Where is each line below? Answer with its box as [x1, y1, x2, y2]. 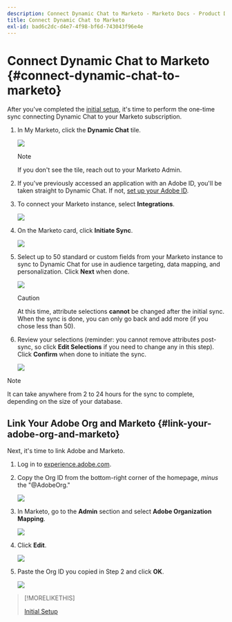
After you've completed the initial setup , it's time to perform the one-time [7, 105, 215, 114]
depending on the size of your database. [7, 398, 123, 406]
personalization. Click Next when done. [17, 267, 130, 276]
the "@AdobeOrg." [17, 481, 70, 489]
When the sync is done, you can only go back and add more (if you [17, 314, 209, 323]
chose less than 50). [17, 322, 76, 330]
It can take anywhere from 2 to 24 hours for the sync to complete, [7, 390, 195, 398]
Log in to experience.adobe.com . [17, 460, 112, 468]
